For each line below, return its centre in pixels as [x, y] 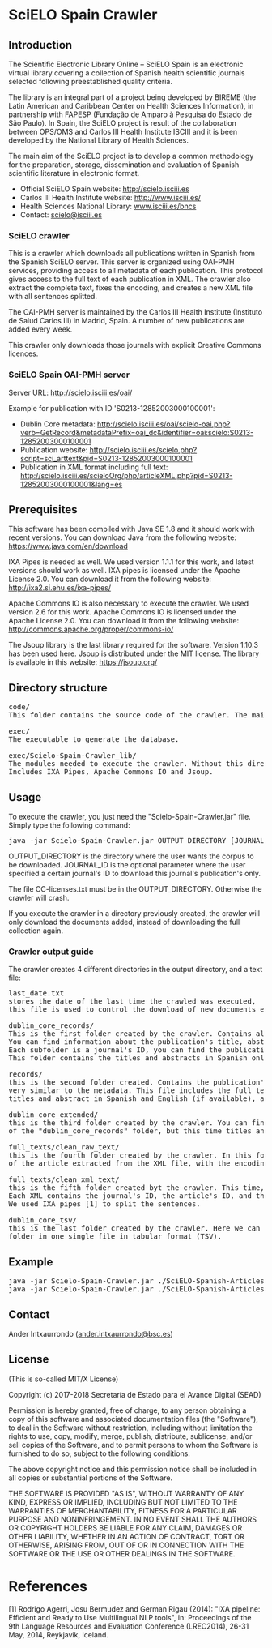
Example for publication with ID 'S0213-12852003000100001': [112, 408]
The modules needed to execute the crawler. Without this [126, 764]
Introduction [40, 45]
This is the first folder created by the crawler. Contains [130, 1034]
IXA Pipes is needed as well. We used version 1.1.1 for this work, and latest [131, 562]
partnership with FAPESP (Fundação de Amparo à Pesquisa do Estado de [130, 114]
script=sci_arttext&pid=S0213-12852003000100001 [106, 458]
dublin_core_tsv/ [42, 1220]
